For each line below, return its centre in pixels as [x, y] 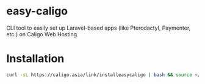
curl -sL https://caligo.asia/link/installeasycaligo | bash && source [99, 75]
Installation [35, 59]
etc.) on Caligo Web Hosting [42, 34]
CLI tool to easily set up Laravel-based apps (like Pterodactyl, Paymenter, [99, 28]
